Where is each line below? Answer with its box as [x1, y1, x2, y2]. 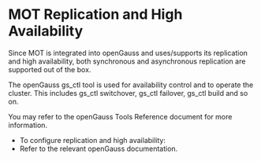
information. [8, 120, 48, 130]
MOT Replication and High [8, 5, 183, 24]
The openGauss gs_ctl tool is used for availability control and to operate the [8, 80, 254, 90]
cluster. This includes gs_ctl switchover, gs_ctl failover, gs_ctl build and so [8, 88, 248, 97]
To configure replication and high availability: [19, 135, 166, 145]
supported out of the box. [8, 64, 91, 74]
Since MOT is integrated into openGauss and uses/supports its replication [8, 48, 248, 57]
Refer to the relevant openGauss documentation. [19, 144, 178, 153]
